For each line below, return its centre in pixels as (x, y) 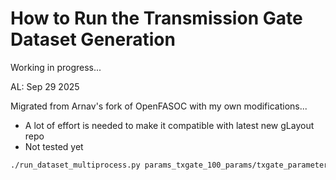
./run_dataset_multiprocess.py (75, 165)
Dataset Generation (93, 39)
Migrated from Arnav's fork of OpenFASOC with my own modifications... (159, 106)
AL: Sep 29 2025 (45, 86)
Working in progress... (56, 67)
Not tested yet (54, 146)
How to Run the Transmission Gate (156, 18)
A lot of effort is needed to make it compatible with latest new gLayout (169, 125)
